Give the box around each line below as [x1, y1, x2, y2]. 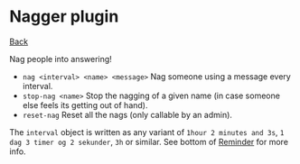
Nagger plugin [9, 6, 119, 27]
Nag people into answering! [9, 53, 113, 64]
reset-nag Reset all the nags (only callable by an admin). [22, 109, 233, 120]
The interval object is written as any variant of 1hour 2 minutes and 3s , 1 [9, 126, 285, 137]
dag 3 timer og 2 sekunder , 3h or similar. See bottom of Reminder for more [9, 136, 289, 147]
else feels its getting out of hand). [22, 99, 148, 110]
